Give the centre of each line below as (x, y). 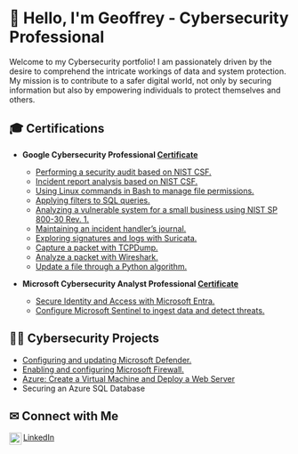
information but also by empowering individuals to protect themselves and (145, 90)
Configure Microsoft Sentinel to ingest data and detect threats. (150, 310)
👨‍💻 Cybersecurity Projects (85, 339)
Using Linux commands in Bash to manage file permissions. (145, 191)
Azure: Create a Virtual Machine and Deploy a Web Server (129, 378)
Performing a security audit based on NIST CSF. (123, 172)
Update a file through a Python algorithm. (111, 266)
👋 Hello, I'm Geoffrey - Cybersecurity (149, 18)
